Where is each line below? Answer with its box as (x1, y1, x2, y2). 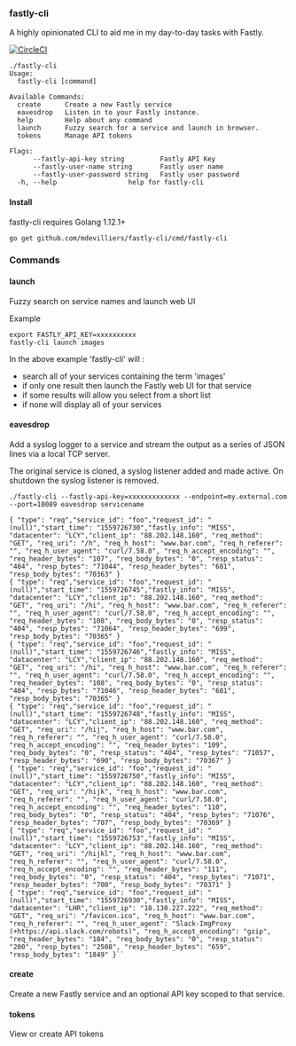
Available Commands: (9, 92, 86, 102)
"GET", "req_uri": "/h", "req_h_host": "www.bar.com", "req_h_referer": (9, 539, 284, 547)
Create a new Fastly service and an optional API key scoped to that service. (9, 988, 285, 1000)
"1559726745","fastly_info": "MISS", (96, 585, 237, 594)
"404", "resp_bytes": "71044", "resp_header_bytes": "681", (9, 562, 237, 570)
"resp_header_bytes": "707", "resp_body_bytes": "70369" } (9, 818, 232, 827)
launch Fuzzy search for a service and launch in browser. (17, 123, 260, 133)
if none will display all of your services (21, 398, 162, 410)
